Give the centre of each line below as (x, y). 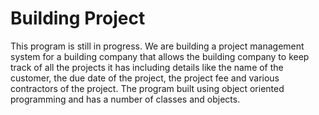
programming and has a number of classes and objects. (125, 99)
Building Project (78, 18)
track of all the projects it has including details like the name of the (147, 67)
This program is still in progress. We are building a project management (157, 46)
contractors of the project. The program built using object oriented (147, 88)
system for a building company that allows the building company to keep (160, 56)
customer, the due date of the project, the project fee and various (145, 78)
